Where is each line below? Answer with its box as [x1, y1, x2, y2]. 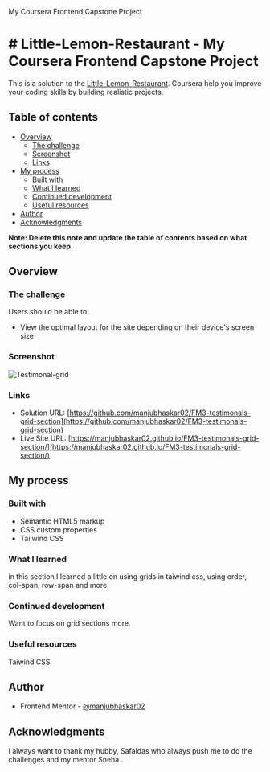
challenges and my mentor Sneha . [8, 755, 124, 765]
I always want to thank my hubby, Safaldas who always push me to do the [8, 746, 253, 756]
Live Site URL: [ [19, 433, 72, 443]
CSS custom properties [19, 524, 98, 534]
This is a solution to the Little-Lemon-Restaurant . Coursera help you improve [8, 78, 262, 88]
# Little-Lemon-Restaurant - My [8, 35, 225, 53]
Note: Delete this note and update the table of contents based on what [8, 232, 247, 242]
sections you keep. [8, 241, 74, 251]
